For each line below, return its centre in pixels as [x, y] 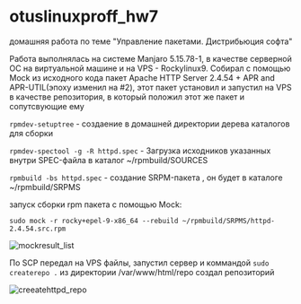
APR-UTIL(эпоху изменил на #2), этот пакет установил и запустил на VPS [150, 87]
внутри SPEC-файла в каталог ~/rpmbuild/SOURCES [109, 160]
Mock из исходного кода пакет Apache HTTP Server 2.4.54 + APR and [142, 77]
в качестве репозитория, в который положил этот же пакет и [127, 97]
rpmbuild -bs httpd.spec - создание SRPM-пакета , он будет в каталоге [146, 178]
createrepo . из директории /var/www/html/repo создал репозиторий [142, 272]
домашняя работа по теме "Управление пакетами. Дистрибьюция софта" [151, 41]
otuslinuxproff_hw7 [84, 17]
